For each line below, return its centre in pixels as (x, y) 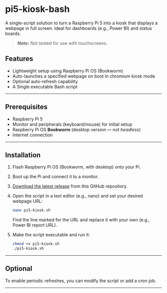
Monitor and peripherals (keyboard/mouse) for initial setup (72, 124)
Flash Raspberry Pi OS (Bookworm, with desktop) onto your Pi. (77, 167)
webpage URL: (28, 201)
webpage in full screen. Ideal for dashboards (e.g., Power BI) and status (79, 28)
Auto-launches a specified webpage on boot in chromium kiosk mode (84, 76)
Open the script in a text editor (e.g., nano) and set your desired (78, 196)
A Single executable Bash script (45, 87)
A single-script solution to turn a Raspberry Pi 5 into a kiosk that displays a (82, 23)
